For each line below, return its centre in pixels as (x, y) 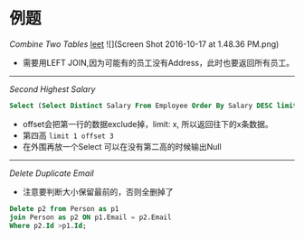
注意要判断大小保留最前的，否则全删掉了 (98, 191)
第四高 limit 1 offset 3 (68, 135)
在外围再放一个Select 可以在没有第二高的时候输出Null (122, 146)
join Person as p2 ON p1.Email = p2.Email (90, 217)
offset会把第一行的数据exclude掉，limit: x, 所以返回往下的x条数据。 (147, 124)
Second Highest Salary (52, 89)
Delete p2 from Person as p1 (64, 208)
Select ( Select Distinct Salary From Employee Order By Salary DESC (141, 106)
